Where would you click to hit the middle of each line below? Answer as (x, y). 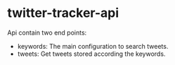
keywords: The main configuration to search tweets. (93, 46)
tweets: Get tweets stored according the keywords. (91, 54)
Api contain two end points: (47, 32)
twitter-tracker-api (63, 13)
